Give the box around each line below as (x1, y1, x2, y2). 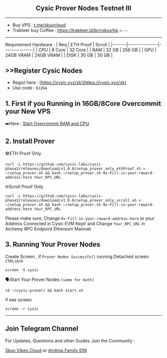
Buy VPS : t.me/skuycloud (12, 22, 66, 28)
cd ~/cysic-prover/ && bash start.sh (5, 288, 83, 293)
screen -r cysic (5, 306, 39, 311)
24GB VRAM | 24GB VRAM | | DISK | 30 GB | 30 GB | (5, 52, 113, 58)
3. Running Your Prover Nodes (5, 240, 100, 249)
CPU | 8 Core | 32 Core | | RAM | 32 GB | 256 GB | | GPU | (38, 47, 157, 53)
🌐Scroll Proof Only (5, 183, 44, 190)
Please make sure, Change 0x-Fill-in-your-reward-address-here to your (5, 215, 155, 221)
